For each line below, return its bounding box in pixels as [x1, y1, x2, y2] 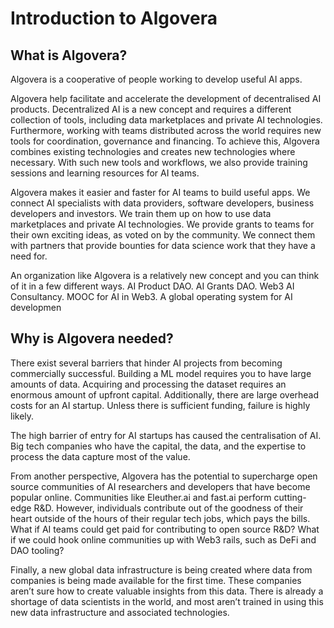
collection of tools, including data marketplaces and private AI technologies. [10, 114, 323, 126]
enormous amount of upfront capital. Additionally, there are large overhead [10, 388, 320, 401]
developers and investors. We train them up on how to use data [10, 208, 272, 219]
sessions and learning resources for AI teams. [10, 167, 200, 179]
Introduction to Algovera [10, 7, 218, 30]
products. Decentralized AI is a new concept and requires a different [10, 103, 292, 115]
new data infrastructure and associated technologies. [10, 606, 230, 618]
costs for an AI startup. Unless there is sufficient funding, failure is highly [10, 399, 311, 411]
